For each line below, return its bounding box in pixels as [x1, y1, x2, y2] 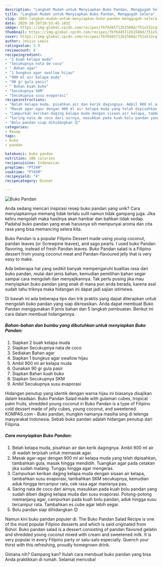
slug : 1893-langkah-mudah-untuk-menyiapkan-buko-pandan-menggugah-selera [5, 16, 158, 21]
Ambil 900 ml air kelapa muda [12, 360, 72, 366]
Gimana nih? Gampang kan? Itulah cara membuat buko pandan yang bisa [5, 551, 151, 557]
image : [5, 25, 18, 30]
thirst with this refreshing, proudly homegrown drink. [5, 542, 111, 548]
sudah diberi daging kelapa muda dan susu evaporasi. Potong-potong [12, 491, 152, 497]
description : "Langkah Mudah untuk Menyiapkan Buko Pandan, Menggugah [5, 7, 151, 12]
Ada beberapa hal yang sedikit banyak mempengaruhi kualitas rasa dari [5, 266, 148, 271]
